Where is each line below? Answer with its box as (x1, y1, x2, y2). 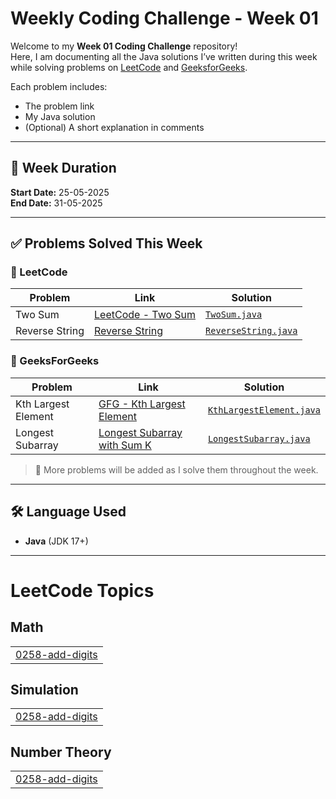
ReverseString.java (205, 325, 298, 337)
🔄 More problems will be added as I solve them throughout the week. (34, 463, 319, 476)
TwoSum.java (205, 309, 263, 321)
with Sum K (98, 438, 152, 452)
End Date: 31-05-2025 (10, 197, 103, 209)
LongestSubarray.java (207, 433, 311, 444)
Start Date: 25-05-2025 (10, 186, 110, 198)
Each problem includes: (10, 80, 108, 92)
